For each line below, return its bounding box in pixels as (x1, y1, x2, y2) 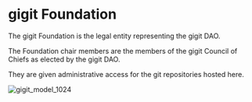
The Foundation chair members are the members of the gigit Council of (8, 46, 238, 55)
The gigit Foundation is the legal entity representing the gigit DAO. (8, 31, 221, 40)
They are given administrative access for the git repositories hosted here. (8, 69, 244, 79)
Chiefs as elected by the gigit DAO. (8, 55, 121, 64)
